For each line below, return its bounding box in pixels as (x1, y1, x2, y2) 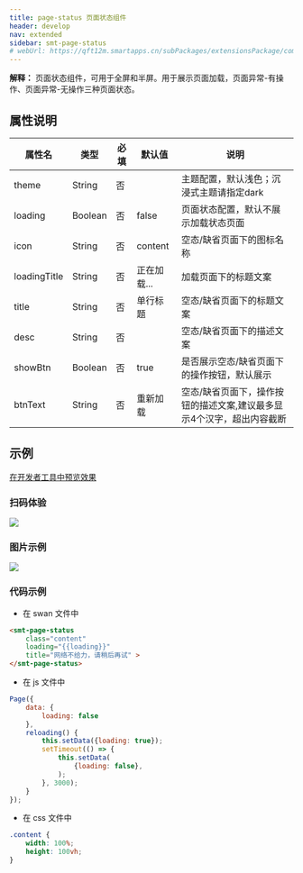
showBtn (14, 361, 51, 374)
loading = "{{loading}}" (25, 642, 111, 651)
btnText (14, 398, 46, 411)
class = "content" (25, 634, 87, 643)
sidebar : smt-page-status (9, 38, 106, 48)
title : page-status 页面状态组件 (9, 13, 127, 23)
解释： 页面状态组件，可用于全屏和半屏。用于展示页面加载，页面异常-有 (9, 73, 277, 84)
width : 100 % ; (25, 839, 75, 848)
